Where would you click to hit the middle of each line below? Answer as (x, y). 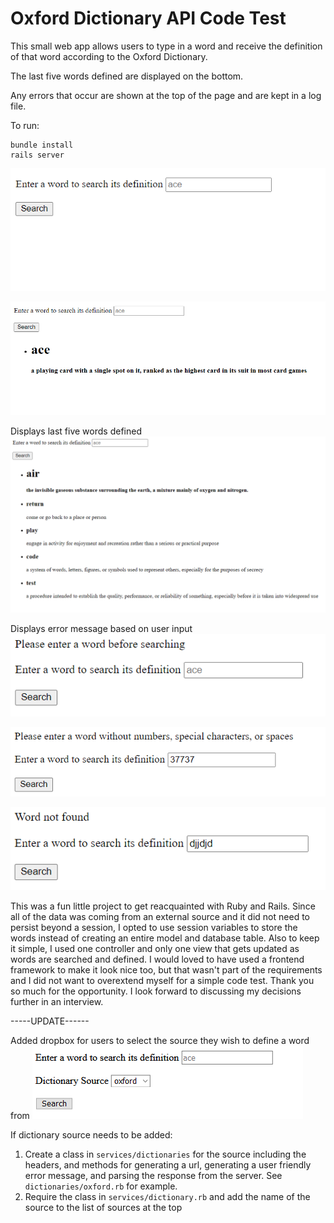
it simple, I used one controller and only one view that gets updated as (155, 948)
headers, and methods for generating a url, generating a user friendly (168, 1164)
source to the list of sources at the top (103, 1207)
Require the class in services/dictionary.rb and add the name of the (167, 1196)
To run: (25, 125)
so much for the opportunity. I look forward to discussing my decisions (156, 991)
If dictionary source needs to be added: (91, 1134)
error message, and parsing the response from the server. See (153, 1175)
